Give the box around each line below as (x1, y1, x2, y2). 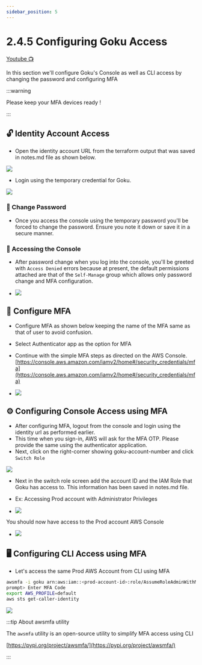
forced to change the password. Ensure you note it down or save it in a (14, 223, 191, 230)
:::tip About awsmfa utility (6, 618, 70, 625)
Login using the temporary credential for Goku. (14, 177, 131, 184)
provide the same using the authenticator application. (14, 441, 147, 448)
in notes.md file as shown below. (14, 154, 96, 161)
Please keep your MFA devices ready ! (6, 99, 101, 106)
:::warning (6, 87, 31, 94)
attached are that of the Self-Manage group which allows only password (14, 271, 192, 278)
